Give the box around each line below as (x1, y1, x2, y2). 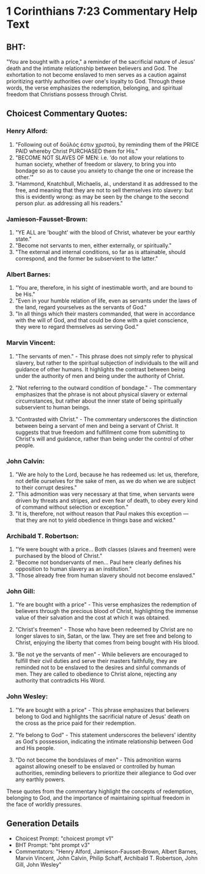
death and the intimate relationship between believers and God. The (6, 64, 177, 72)
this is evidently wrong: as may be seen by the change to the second (15, 193, 188, 200)
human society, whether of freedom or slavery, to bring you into (15, 160, 176, 168)
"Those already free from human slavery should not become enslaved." (15, 572, 196, 579)
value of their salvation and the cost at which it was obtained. (15, 614, 170, 621)
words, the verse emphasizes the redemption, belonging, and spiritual (6, 84, 182, 91)
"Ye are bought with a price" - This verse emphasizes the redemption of (15, 601, 197, 608)
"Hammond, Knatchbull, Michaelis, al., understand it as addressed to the (15, 180, 198, 187)
